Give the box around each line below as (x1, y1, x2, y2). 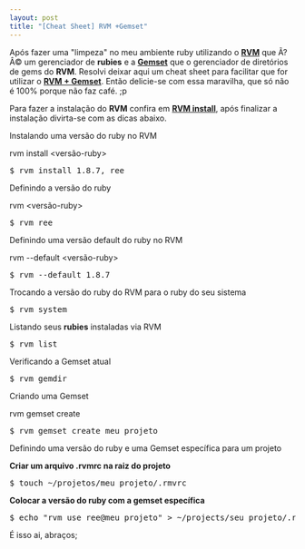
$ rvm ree (9, 217, 53, 228)
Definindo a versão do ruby (9, 182, 112, 193)
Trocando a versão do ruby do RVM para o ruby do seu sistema (9, 287, 247, 298)
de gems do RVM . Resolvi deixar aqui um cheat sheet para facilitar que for (9, 65, 289, 77)
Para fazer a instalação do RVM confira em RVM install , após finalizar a (9, 103, 278, 113)
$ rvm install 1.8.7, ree (9, 165, 125, 175)
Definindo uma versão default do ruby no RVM (9, 234, 183, 245)
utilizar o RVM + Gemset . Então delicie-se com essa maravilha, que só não (9, 75, 290, 86)
